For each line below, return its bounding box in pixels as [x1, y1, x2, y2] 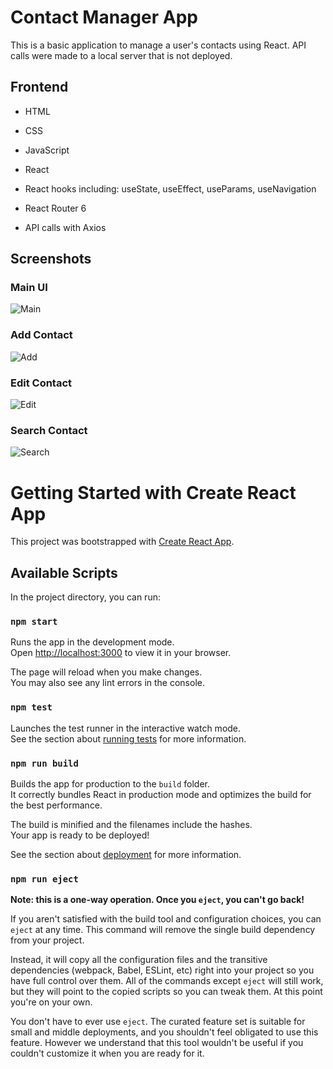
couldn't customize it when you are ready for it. [10, 1047, 205, 1060]
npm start [10, 616, 58, 627]
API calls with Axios [24, 221, 107, 233]
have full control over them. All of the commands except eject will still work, [10, 975, 324, 987]
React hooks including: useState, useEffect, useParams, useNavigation [24, 182, 317, 195]
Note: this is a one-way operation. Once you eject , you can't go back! [10, 894, 305, 906]
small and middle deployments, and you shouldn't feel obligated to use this [10, 1026, 319, 1038]
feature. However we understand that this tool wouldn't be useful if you [10, 1037, 304, 1049]
